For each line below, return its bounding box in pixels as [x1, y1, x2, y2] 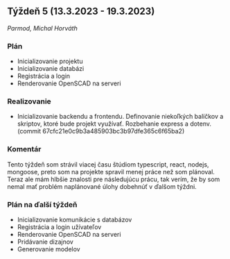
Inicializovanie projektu [17, 57, 83, 65]
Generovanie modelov [17, 245, 81, 253]
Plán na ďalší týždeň [7, 199, 78, 209]
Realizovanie [7, 97, 52, 106]
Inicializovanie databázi [17, 65, 85, 73]
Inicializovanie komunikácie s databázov [17, 215, 132, 224]
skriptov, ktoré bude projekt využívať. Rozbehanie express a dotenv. [17, 119, 212, 128]
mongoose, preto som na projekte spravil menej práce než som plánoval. [7, 167, 215, 176]
